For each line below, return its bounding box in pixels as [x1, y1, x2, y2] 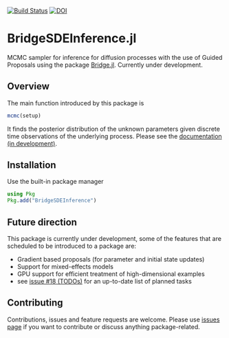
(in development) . [7, 139, 57, 147]
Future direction [7, 216, 78, 228]
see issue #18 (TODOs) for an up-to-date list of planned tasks [17, 277, 193, 285]
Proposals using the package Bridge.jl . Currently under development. [7, 61, 203, 69]
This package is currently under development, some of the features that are [7, 235, 222, 242]
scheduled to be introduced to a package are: [7, 242, 136, 250]
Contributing [7, 297, 63, 309]
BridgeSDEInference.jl [7, 31, 137, 46]
